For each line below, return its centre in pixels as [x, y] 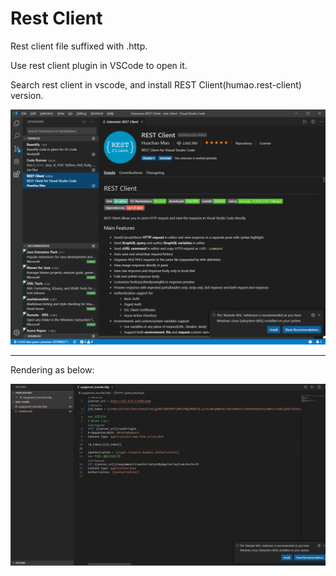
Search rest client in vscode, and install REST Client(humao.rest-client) [156, 84]
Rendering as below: [52, 369]
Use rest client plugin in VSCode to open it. [99, 65]
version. [27, 95]
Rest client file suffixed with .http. [79, 46]
